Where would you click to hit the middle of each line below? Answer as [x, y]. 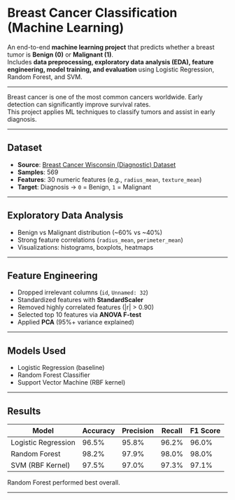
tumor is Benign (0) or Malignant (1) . [60, 55]
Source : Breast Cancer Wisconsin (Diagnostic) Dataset [97, 164]
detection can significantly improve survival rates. [79, 104]
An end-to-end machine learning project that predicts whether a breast [111, 47]
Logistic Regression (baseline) [61, 368]
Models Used [37, 351]
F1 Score [205, 430]
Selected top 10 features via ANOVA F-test [79, 315]
